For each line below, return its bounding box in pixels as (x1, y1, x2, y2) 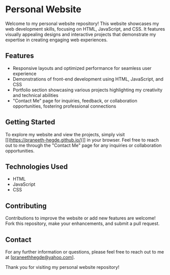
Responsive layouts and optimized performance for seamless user (12, 65, 152, 71)
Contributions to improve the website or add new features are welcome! (5, 215, 156, 221)
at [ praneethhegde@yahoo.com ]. (5, 254, 75, 260)
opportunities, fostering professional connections (12, 103, 117, 109)
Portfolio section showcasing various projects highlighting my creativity (12, 87, 163, 93)
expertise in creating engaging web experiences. (5, 37, 108, 43)
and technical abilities (12, 92, 59, 98)
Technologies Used (5, 162, 68, 171)
